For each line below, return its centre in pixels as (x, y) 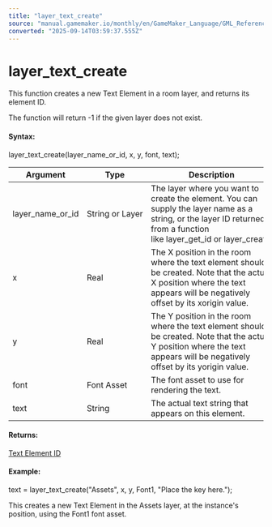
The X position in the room (201, 252)
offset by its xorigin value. (200, 302)
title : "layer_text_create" (56, 16)
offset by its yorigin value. (200, 366)
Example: (25, 472)
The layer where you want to (205, 188)
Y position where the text (198, 346)
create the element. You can (204, 198)
